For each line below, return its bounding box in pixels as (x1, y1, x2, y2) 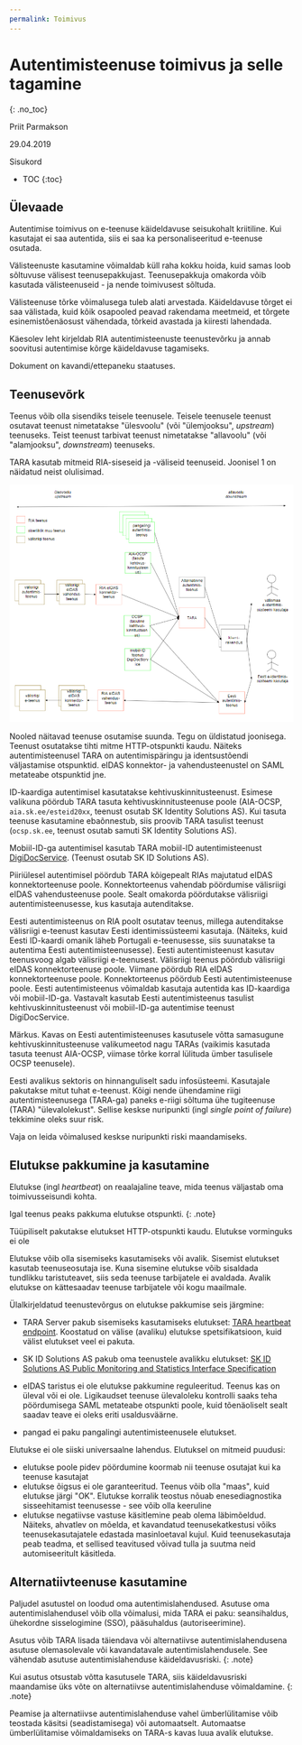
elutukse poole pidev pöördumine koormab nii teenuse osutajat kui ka (22, 1462, 281, 1473)
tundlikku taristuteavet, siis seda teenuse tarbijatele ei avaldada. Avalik (9, 1272, 271, 1283)
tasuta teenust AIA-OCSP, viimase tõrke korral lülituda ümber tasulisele (9, 1048, 273, 1059)
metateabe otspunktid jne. (9, 770, 106, 780)
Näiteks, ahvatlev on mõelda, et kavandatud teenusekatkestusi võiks (22, 1519, 277, 1530)
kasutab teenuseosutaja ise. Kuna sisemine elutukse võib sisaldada (9, 1263, 259, 1274)
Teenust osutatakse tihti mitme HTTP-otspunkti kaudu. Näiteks (9, 741, 243, 752)
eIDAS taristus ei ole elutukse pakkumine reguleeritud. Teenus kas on (22, 1380, 280, 1391)
